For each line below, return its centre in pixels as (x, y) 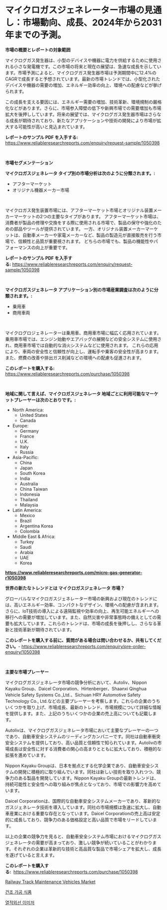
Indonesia (30, 494)
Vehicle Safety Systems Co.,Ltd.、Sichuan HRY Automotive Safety (73, 695)
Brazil (26, 521)
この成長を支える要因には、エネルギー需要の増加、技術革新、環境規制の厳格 (83, 102)
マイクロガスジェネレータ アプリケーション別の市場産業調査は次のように (80, 290)
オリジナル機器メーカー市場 (41, 190)
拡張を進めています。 (27, 755)
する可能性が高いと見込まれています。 (48, 127)
